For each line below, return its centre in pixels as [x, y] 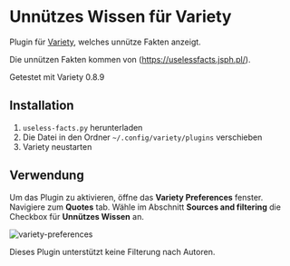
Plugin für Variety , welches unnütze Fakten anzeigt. [105, 42]
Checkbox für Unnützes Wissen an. [77, 216]
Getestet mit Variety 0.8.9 [57, 77]
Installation [42, 106]
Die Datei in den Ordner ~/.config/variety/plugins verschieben [142, 137]
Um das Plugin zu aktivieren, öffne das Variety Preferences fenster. [136, 197]
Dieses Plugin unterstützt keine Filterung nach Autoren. [112, 251]
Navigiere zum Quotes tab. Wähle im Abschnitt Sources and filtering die [145, 207]
